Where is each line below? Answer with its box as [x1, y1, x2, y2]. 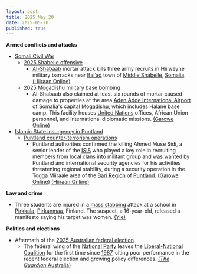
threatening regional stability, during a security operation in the [32, 166, 186, 173]
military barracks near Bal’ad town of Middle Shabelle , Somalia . [32, 71, 186, 79]
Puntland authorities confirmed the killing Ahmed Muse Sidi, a [32, 141, 183, 148]
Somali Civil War [14, 53, 55, 60]
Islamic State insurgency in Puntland [14, 128, 103, 135]
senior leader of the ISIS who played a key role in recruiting [32, 147, 176, 154]
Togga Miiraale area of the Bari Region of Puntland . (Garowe [32, 172, 179, 179]
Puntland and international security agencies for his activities [32, 159, 181, 167]
